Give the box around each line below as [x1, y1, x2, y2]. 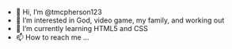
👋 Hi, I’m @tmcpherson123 [15, 8, 103, 16]
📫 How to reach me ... [15, 33, 89, 42]
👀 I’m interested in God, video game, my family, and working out [15, 16, 225, 25]
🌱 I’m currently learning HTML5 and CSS [15, 24, 148, 33]
